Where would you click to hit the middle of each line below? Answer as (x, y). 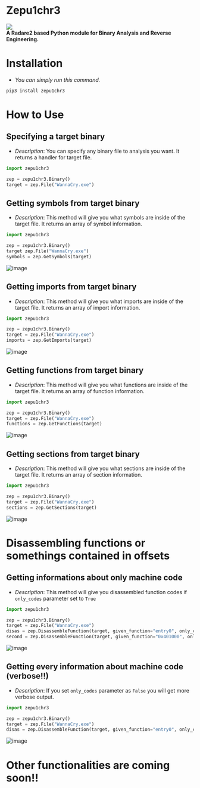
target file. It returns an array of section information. (79, 475)
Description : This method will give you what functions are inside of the (101, 385)
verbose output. (35, 697)
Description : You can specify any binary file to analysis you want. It (97, 151)
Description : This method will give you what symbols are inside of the (100, 218)
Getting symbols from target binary (73, 203)
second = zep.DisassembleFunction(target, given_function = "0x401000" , (96, 637)
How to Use (35, 115)
